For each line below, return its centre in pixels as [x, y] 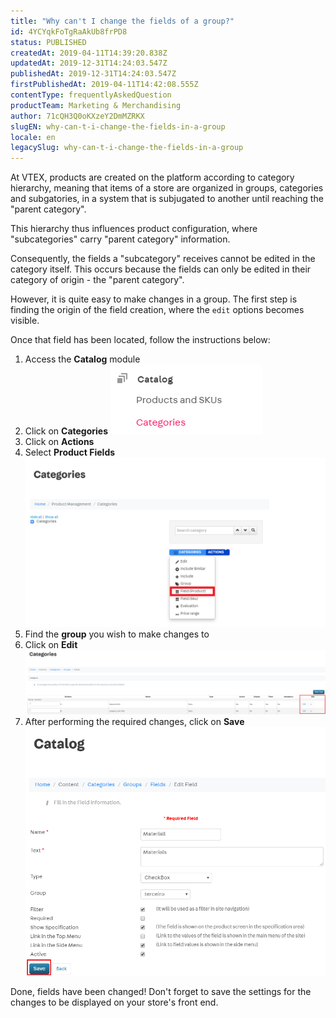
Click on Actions [59, 442]
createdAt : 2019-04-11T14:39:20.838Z [89, 53]
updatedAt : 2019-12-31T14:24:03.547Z [89, 63]
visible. [25, 321]
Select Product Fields [70, 452]
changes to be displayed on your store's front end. [114, 1002]
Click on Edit [51, 645]
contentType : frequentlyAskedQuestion [91, 95]
